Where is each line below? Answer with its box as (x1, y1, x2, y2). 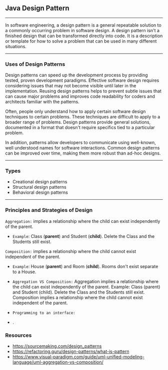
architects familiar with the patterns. (5, 99, 79, 105)
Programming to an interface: (12, 310, 76, 315)
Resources (5, 331, 32, 338)
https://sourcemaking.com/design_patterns (12, 343, 102, 349)
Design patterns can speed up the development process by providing (5, 72, 148, 78)
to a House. (12, 269, 36, 275)
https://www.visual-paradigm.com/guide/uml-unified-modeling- (12, 354, 145, 359)
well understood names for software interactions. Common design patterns (5, 145, 160, 151)
